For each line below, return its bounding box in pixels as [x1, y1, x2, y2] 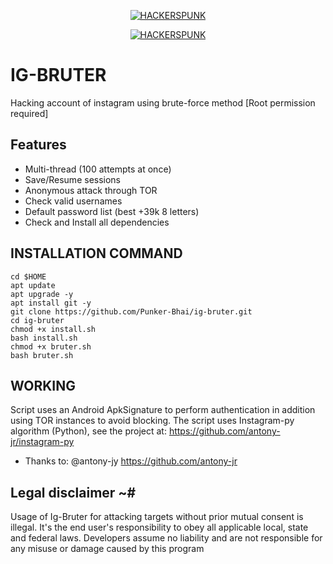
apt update [10, 280, 56, 290]
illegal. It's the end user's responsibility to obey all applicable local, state [10, 521, 309, 534]
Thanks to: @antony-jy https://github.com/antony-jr [24, 455, 238, 467]
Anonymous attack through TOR [24, 184, 158, 196]
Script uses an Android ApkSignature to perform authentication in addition [10, 404, 316, 416]
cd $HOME [10, 271, 47, 282]
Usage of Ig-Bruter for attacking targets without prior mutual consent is [10, 511, 304, 523]
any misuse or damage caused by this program [10, 543, 205, 555]
